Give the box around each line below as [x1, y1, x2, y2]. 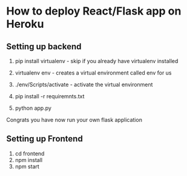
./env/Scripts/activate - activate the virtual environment [15, 81, 153, 88]
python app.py [15, 104, 51, 112]
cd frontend [15, 150, 45, 157]
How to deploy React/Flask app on [6, 4, 182, 18]
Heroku [6, 17, 44, 31]
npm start [15, 163, 39, 170]
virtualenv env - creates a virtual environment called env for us [15, 69, 172, 76]
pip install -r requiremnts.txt [15, 93, 85, 100]
